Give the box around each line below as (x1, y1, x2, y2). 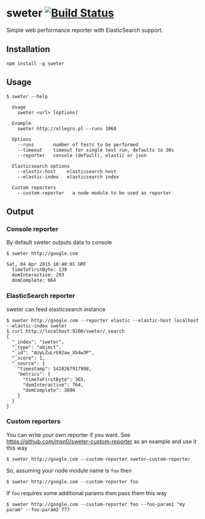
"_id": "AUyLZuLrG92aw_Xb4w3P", (12, 349, 95, 355)
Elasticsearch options (12, 163, 70, 169)
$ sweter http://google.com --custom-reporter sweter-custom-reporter (6, 456, 191, 462)
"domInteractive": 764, (22, 382, 84, 388)
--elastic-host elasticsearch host (17, 169, 117, 175)
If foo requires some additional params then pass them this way (6, 489, 168, 496)
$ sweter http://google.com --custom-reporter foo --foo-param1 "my (6, 501, 185, 507)
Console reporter (6, 224, 59, 233)
